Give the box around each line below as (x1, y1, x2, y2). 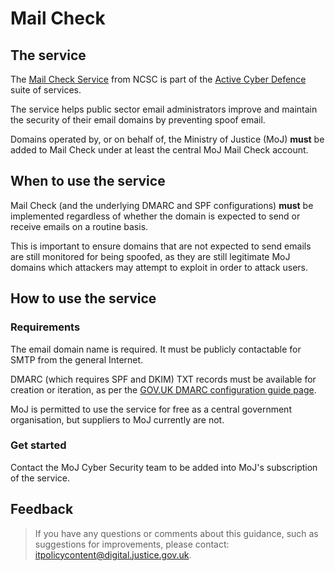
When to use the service (10, 173, 166, 190)
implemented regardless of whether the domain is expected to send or (10, 210, 301, 222)
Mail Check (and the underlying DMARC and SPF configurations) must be (10, 199, 314, 211)
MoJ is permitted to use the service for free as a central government (10, 403, 292, 415)
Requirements (10, 320, 81, 334)
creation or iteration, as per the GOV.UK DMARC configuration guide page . (10, 383, 317, 396)
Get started (10, 438, 67, 452)
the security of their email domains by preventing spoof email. (10, 114, 266, 126)
